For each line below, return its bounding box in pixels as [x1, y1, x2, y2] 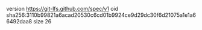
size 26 [33, 18, 52, 25]
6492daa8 [6, 18, 32, 25]
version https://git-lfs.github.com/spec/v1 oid [6, 5, 119, 12]
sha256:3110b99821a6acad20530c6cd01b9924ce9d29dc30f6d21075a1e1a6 [6, 11, 196, 19]
